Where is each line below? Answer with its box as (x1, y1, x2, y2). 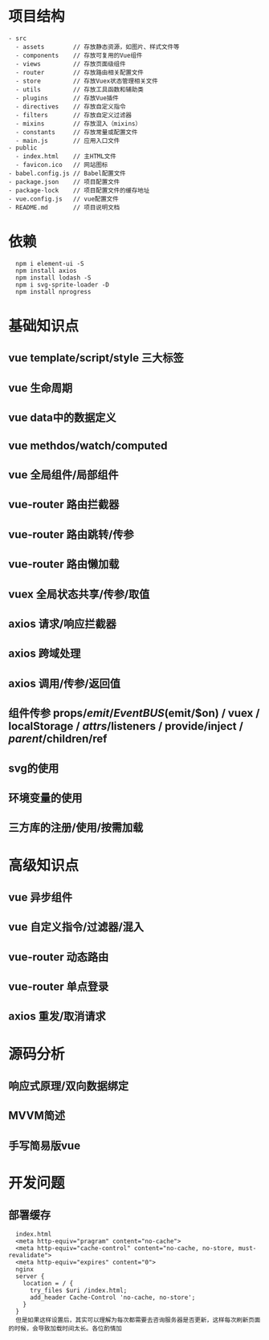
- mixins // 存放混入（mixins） (15, 120, 142, 128)
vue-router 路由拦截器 (8, 498, 120, 511)
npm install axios (15, 267, 78, 275)
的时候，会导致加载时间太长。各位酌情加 (8, 1324, 122, 1333)
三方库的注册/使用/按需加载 (8, 821, 144, 835)
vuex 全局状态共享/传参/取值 (8, 587, 150, 601)
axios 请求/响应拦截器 (8, 617, 116, 630)
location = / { (22, 1279, 74, 1287)
